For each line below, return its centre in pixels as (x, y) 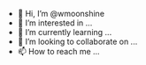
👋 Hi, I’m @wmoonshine (61, 14)
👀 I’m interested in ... (55, 23)
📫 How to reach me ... (58, 51)
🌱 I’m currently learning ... (65, 32)
